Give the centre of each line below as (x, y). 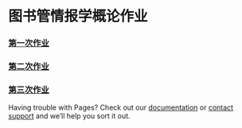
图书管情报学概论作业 (78, 16)
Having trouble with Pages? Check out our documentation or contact (121, 107)
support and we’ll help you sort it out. (69, 116)
